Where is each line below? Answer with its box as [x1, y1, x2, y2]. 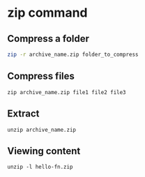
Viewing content [7, 145, 81, 157]
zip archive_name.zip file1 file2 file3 [7, 88, 127, 95]
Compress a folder [7, 33, 89, 45]
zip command [7, 5, 88, 21]
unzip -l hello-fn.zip [7, 164, 73, 171]
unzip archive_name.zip [7, 126, 77, 133]
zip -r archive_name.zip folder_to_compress [7, 51, 139, 58]
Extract [7, 108, 40, 120]
